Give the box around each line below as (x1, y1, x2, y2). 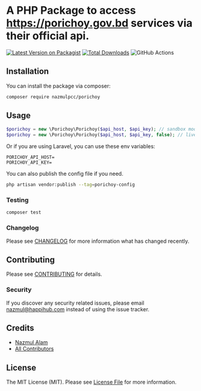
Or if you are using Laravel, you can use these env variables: (6, 143, 156, 150)
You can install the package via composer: (6, 82, 111, 89)
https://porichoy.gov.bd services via (6, 16, 193, 30)
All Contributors (14, 345, 54, 353)
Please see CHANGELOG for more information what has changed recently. (6, 237, 190, 245)
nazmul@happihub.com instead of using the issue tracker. (6, 305, 150, 312)
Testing (6, 195, 29, 204)
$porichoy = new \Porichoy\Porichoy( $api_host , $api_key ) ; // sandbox (6, 127, 186, 133)
